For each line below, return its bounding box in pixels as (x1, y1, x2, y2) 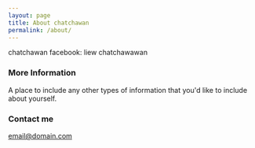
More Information (8, 68, 76, 79)
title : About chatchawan (8, 19, 89, 27)
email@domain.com (8, 131, 73, 140)
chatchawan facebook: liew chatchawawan (8, 48, 148, 57)
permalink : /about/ (8, 26, 72, 34)
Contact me (8, 113, 54, 124)
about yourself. (8, 94, 57, 103)
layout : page (8, 11, 51, 20)
